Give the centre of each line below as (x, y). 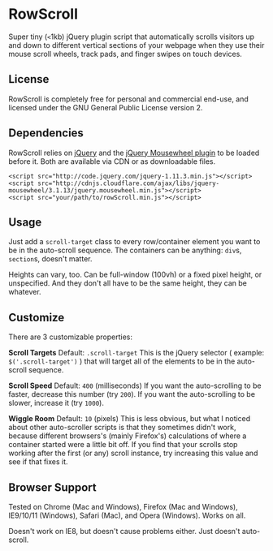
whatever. (25, 292)
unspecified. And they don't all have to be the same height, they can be (128, 283)
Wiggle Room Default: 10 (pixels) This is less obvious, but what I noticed (130, 419)
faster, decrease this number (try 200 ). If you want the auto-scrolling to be (132, 394)
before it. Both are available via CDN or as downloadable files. (112, 161)
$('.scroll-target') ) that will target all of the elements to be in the (122, 361)
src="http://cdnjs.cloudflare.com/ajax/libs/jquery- (129, 183)
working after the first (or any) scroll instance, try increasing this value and (133, 453)
